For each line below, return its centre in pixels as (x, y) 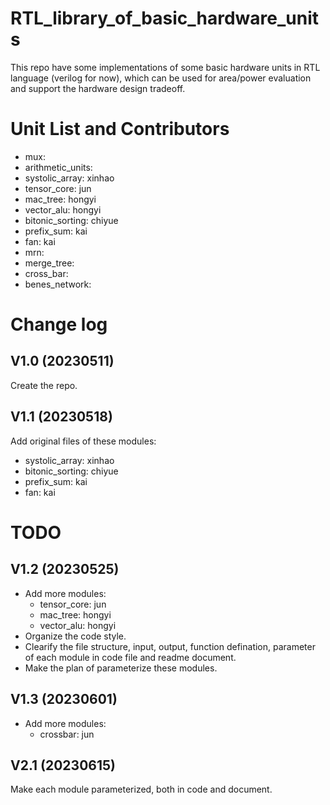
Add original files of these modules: (83, 441)
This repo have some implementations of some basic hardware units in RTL (165, 67)
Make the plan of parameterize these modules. (121, 668)
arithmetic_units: (58, 167)
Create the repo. (44, 385)
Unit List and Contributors (120, 129)
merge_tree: (49, 263)
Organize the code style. (75, 636)
